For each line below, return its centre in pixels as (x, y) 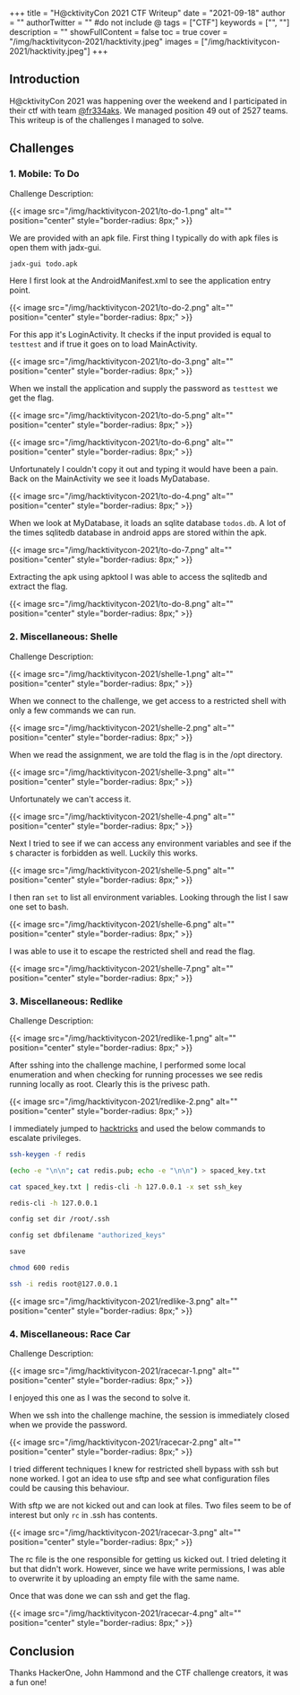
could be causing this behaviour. (69, 1489)
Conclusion (42, 1651)
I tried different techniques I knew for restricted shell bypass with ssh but (144, 1469)
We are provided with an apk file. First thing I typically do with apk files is (144, 238)
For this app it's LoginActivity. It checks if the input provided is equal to (140, 335)
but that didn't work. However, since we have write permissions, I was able (147, 1569)
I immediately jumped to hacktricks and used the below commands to (137, 1128)
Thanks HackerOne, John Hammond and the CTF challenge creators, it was (149, 1673)
